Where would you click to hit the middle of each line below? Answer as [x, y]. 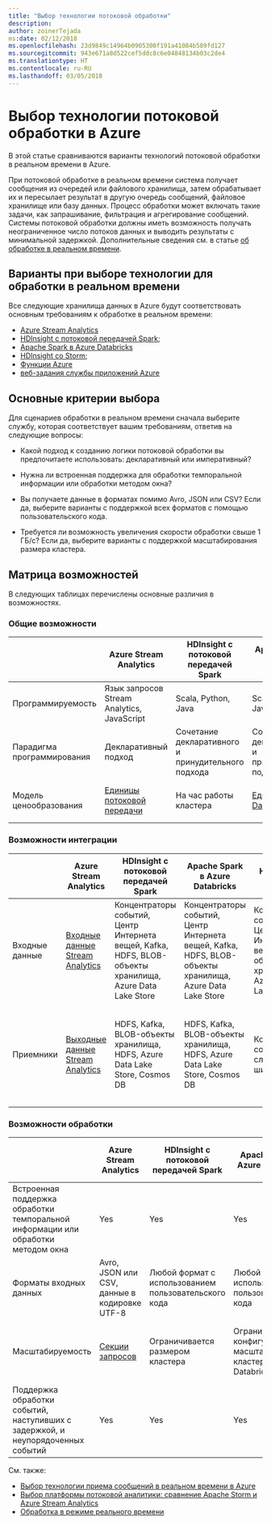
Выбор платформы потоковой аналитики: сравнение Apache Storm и [139, 1494]
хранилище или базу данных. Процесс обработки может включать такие [134, 205]
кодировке [121, 1303]
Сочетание [197, 732]
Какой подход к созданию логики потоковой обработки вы [122, 451]
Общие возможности [52, 623]
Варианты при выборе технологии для [111, 274]
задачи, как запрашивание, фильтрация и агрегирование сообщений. [129, 214]
